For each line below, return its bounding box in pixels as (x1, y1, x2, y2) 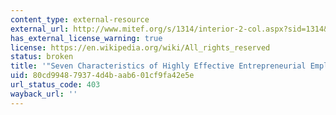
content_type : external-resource (10, 14, 150, 25)
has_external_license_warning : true (10, 33, 163, 43)
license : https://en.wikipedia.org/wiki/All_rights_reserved (10, 42, 271, 53)
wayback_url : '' (10, 89, 78, 99)
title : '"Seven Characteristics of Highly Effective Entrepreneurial (10, 61, 307, 71)
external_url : (10, 24, 70, 34)
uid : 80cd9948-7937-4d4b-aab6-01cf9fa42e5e (10, 71, 195, 81)
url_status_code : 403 (10, 80, 101, 90)
